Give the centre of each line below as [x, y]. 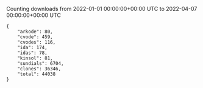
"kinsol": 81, [35, 58]
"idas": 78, [32, 53]
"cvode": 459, [35, 37]
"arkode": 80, [35, 32]
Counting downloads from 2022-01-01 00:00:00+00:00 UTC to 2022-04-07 [102, 9]
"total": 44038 [37, 74]
